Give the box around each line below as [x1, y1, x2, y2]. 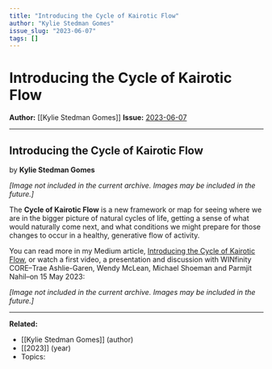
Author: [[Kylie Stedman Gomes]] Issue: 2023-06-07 [9, 113, 187, 122]
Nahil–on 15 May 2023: [9, 272, 86, 281]
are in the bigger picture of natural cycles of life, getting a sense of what [9, 214, 249, 222]
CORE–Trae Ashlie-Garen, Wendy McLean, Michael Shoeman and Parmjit [9, 263, 253, 272]
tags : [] [9, 34, 39, 43]
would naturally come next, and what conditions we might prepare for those [9, 222, 262, 231]
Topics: [20, 352, 46, 361]
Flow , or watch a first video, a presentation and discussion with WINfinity [9, 255, 252, 264]
